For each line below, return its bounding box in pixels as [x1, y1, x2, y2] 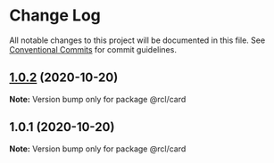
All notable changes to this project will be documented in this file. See [9, 35, 266, 45]
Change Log [9, 5, 101, 26]
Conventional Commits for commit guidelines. [9, 44, 177, 54]
